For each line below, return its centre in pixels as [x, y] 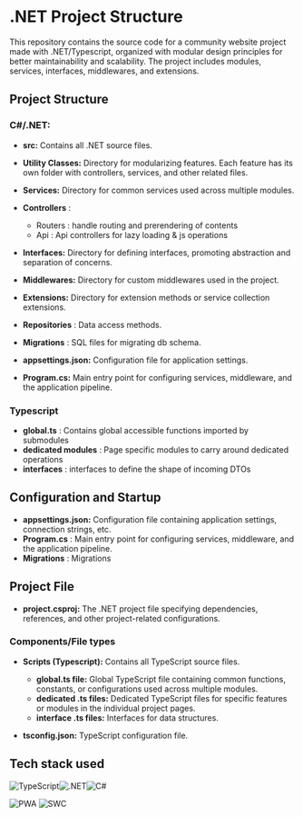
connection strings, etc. [67, 529]
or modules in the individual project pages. [116, 708]
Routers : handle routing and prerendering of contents [137, 225]
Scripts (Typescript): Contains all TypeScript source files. [131, 662]
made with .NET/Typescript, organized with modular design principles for [146, 51]
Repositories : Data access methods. [92, 324]
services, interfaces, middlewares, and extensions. [104, 71]
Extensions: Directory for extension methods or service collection [146, 297]
